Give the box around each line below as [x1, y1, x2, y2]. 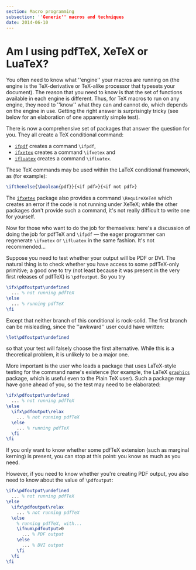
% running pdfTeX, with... [16, 520, 82, 527]
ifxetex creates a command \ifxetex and [14, 149, 116, 156]
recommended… [6, 243, 46, 250]
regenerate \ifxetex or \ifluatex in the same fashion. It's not [6, 237, 155, 244]
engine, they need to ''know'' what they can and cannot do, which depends [6, 101, 188, 108]
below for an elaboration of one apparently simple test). [6, 114, 140, 121]
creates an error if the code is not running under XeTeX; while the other [6, 201, 178, 208]
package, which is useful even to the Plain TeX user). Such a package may [6, 375, 186, 382]
